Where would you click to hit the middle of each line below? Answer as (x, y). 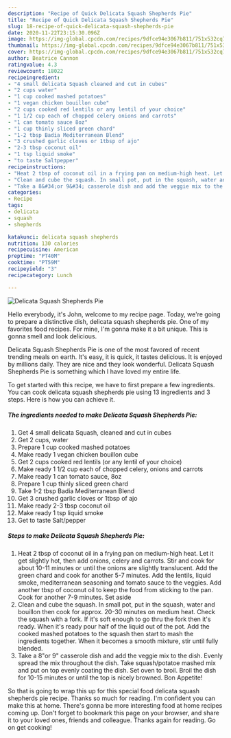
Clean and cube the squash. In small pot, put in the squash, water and (116, 604)
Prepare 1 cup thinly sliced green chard (73, 484)
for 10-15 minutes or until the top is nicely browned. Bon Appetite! (110, 677)
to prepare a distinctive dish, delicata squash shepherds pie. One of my (108, 321)
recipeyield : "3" (33, 269)
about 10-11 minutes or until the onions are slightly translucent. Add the (118, 567)
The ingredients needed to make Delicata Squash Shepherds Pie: (102, 415)
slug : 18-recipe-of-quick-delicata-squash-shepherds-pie (91, 26)
